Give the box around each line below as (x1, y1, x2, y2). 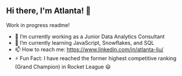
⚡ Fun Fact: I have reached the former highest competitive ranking (14, 54, 177, 62)
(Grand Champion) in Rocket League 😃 (14, 63, 111, 70)
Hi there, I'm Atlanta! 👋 (6, 6, 91, 16)
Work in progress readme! (6, 21, 70, 28)
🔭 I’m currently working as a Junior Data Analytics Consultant (14, 33, 165, 40)
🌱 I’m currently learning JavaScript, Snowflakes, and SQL (14, 39, 155, 46)
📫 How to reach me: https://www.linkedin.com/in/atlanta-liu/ (14, 45, 164, 53)
